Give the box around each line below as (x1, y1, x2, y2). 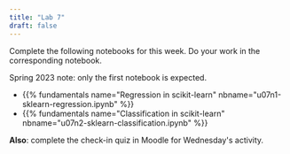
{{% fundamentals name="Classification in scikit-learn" (21, 108, 225, 119)
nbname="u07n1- (218, 89, 282, 100)
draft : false (9, 21, 58, 30)
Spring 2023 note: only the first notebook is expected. (9, 72, 207, 82)
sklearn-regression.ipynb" (21, 98, 118, 109)
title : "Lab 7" (9, 12, 66, 22)
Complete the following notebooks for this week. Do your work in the (9, 45, 261, 56)
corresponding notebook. (9, 55, 102, 65)
